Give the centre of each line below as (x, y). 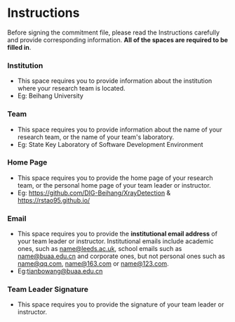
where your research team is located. (71, 89)
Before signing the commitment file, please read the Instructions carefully (113, 32)
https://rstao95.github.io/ (54, 200)
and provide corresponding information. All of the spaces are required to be (117, 39)
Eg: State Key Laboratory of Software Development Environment (110, 144)
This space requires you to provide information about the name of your (120, 129)
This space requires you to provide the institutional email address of (117, 234)
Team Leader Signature (48, 290)
